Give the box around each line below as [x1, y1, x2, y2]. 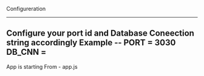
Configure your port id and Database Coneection [6, 28, 194, 39]
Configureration [6, 5, 46, 12]
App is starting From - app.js [6, 63, 78, 70]
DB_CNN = [6, 47, 47, 57]
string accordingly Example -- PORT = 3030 [6, 37, 176, 48]
